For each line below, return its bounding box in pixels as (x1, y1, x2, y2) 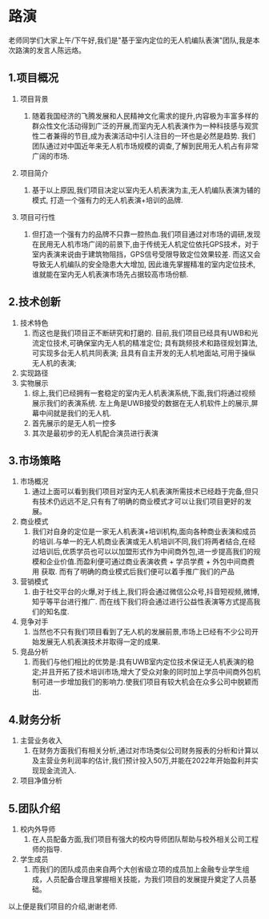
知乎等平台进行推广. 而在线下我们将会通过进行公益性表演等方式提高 (31, 597, 254, 606)
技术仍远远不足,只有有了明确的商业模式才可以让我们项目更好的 (38, 496, 245, 506)
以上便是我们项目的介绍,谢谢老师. (8, 901, 118, 911)
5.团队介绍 (8, 801, 61, 815)
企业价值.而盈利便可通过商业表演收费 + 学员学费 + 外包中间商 (46, 557, 248, 566)
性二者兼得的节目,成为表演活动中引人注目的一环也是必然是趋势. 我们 (31, 131, 256, 140)
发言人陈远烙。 (35, 45, 86, 55)
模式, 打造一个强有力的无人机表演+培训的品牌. (31, 195, 183, 204)
